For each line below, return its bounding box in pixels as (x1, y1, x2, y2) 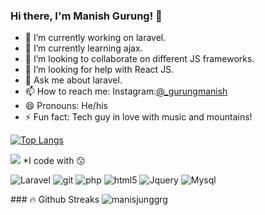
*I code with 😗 (22, 155, 86, 167)
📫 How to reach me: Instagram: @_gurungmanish (24, 85, 228, 98)
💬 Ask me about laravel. (24, 74, 123, 86)
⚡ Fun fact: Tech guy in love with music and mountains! (24, 111, 253, 123)
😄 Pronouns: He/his (24, 100, 108, 112)
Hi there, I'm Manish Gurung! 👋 (10, 9, 163, 23)
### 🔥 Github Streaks (10, 194, 100, 206)
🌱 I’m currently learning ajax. (24, 42, 143, 54)
